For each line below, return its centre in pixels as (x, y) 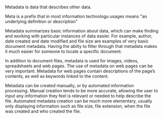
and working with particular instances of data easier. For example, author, (79, 36)
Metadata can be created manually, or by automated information (70, 86)
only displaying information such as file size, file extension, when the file (78, 106)
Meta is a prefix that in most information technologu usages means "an (76, 16)
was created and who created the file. (43, 111)
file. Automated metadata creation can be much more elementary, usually (79, 101)
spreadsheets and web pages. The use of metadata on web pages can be (79, 66)
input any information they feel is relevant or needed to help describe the (78, 96)
